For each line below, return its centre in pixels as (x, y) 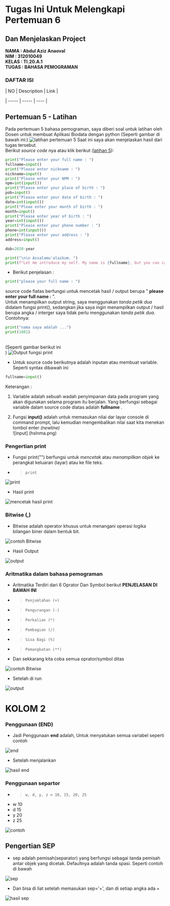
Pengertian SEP (30, 846)
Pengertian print (26, 446)
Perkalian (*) (40, 620)
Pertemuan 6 (33, 20)
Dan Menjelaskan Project (46, 39)
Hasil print (23, 492)
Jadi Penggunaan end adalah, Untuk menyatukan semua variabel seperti (88, 736)
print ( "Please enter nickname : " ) (43, 169)
